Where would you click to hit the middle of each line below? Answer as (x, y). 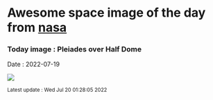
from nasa (37, 27)
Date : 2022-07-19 (34, 65)
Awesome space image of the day (106, 13)
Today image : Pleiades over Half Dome (75, 49)
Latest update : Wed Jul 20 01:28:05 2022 (57, 90)
